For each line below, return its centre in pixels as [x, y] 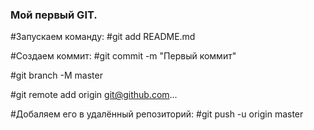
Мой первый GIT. [54, 15]
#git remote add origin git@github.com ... [94, 95]
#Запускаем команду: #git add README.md [103, 37]
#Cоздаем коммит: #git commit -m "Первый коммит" [123, 56]
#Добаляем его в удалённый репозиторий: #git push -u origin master [157, 114]
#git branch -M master [56, 75]
